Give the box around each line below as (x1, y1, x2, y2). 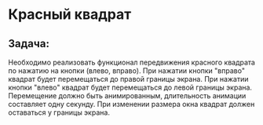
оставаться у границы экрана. (8, 108, 110, 117)
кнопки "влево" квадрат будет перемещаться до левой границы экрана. (8, 83, 253, 92)
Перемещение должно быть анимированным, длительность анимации (8, 91, 247, 100)
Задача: (8, 37, 49, 50)
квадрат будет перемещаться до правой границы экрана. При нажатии (8, 75, 249, 83)
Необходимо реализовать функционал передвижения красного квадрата (8, 57, 255, 67)
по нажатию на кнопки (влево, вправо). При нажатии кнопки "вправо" (8, 66, 246, 75)
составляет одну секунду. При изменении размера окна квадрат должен (8, 100, 255, 108)
